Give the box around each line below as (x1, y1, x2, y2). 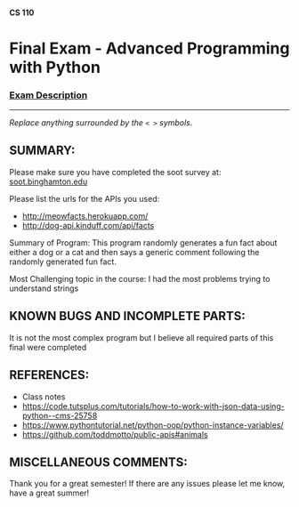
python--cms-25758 (21, 410, 98, 421)
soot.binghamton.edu (9, 176, 88, 187)
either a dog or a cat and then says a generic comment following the (9, 246, 260, 257)
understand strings (9, 283, 79, 294)
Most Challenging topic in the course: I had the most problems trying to (9, 273, 271, 284)
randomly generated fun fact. (9, 256, 117, 267)
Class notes (21, 391, 66, 402)
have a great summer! (9, 487, 90, 498)
